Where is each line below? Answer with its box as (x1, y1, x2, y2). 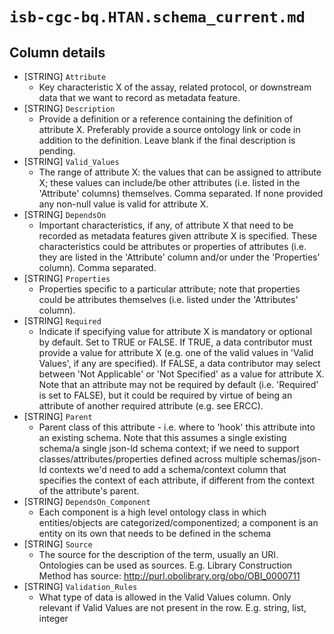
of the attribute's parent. (38, 485, 140, 497)
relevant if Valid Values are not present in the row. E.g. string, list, (38, 602, 307, 613)
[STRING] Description (23, 103, 116, 114)
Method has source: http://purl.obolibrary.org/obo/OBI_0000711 (38, 570, 301, 582)
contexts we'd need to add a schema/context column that (48, 464, 287, 475)
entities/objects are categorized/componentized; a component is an (38, 517, 319, 528)
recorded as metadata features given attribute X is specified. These (38, 230, 317, 242)
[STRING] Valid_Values (23, 156, 120, 167)
